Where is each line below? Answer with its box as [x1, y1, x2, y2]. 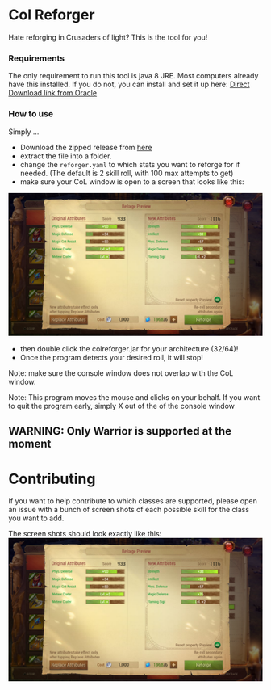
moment [8, 437, 52, 451]
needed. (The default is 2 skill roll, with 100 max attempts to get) [19, 168, 234, 178]
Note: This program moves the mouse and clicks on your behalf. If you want [8, 393, 261, 402]
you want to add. [8, 513, 65, 523]
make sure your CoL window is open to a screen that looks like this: [19, 176, 244, 187]
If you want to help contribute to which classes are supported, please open [8, 496, 258, 506]
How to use [8, 108, 54, 120]
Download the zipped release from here [19, 142, 152, 152]
